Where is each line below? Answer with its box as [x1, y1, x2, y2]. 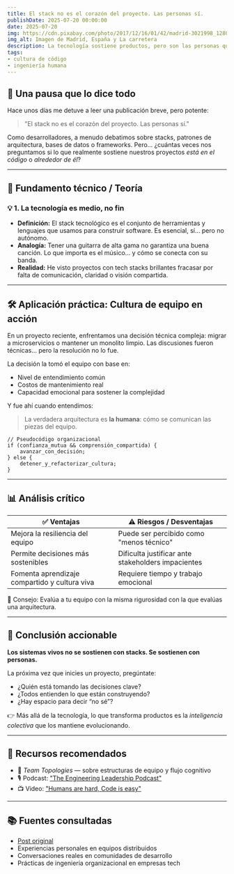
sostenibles [10, 557, 49, 567]
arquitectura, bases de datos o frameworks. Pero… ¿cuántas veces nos [7, 141, 212, 149]
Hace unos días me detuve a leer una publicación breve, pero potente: [7, 106, 209, 115]
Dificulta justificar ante [118, 549, 192, 558]
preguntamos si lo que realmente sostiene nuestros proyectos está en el [7, 148, 214, 157]
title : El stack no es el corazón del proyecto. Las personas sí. [7, 10, 204, 17]
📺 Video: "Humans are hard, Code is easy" [17, 785, 141, 793]
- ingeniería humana [7, 62, 68, 69]
